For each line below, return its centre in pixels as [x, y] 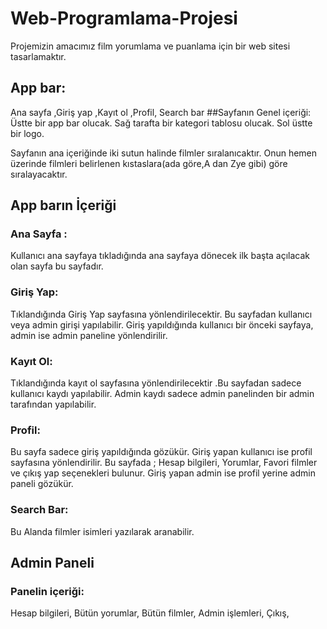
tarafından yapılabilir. [53, 404]
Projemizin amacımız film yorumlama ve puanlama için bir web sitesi [150, 46]
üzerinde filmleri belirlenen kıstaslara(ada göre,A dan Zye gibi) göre [149, 163]
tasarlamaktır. [38, 56]
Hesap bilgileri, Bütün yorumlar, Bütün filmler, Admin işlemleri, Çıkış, [150, 613]
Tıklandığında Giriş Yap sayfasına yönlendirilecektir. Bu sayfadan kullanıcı [161, 314]
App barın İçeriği [63, 205]
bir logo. [27, 133]
